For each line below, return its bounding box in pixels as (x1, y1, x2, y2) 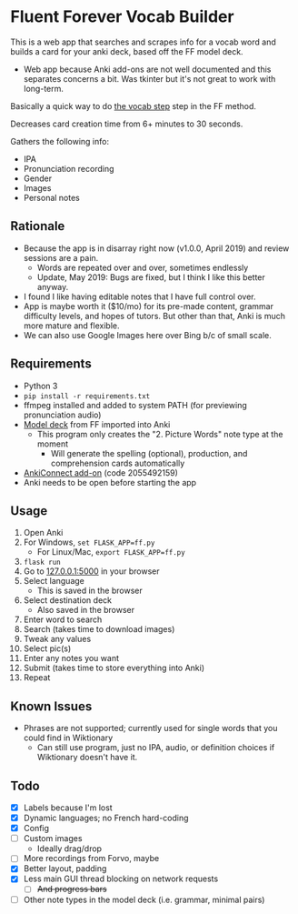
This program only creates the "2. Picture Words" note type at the (36, 428, 283, 439)
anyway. (36, 281, 69, 292)
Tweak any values (23, 634, 92, 645)
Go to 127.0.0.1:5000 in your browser (23, 566, 160, 577)
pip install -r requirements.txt (23, 391, 151, 401)
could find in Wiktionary (23, 732, 114, 743)
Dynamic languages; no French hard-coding (23, 812, 189, 824)
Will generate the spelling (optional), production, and (50, 447, 248, 458)
